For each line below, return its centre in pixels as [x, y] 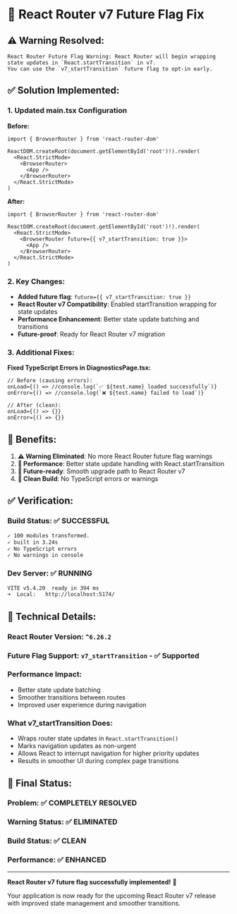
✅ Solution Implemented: [63, 91]
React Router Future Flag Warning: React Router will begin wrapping [112, 56]
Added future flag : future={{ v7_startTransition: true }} [104, 296]
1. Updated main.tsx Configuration [67, 111]
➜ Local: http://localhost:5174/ [61, 595]
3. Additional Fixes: [41, 352]
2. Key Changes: [36, 281]
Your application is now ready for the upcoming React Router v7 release [112, 896]
